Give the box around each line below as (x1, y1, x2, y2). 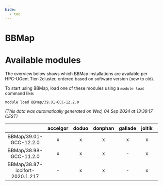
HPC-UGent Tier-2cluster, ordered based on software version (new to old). (5, 76, 154, 81)
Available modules (5, 54, 81, 65)
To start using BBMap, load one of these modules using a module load (5, 85, 145, 91)
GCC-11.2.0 (10, 153, 40, 160)
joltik (141, 124, 153, 131)
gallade (118, 124, 137, 131)
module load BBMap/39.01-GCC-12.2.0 (5, 100, 79, 105)
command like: (5, 90, 34, 96)
